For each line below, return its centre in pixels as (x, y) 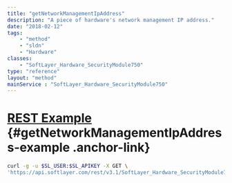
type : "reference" (33, 71)
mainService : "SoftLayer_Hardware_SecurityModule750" (88, 84)
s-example (39, 147)
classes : (20, 59)
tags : (15, 33)
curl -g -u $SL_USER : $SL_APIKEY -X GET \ (68, 166)
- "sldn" (32, 46)
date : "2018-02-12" (35, 26)
